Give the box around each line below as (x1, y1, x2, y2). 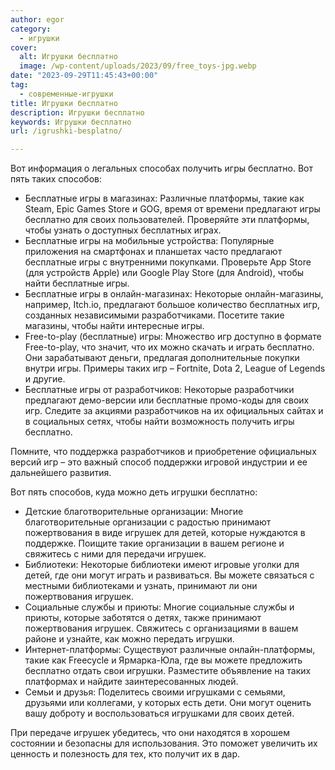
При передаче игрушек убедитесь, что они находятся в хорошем (10, 727, 291, 739)
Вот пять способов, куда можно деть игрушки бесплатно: (10, 486, 258, 498)
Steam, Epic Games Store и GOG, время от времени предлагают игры (24, 203, 321, 215)
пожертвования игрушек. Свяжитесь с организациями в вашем (24, 622, 299, 635)
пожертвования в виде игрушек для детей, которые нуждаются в (24, 527, 306, 539)
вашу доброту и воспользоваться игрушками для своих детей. (24, 707, 295, 720)
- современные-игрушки (19, 89, 114, 99)
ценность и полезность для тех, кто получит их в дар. (10, 748, 241, 760)
